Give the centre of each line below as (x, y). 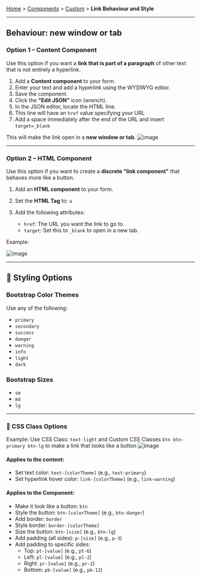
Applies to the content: (35, 459)
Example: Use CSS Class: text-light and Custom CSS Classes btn (89, 440)
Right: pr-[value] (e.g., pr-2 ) (59, 563)
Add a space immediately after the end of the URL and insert (89, 119)
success (24, 333)
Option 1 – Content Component (51, 50)
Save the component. (41, 94)
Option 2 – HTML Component (49, 158)
